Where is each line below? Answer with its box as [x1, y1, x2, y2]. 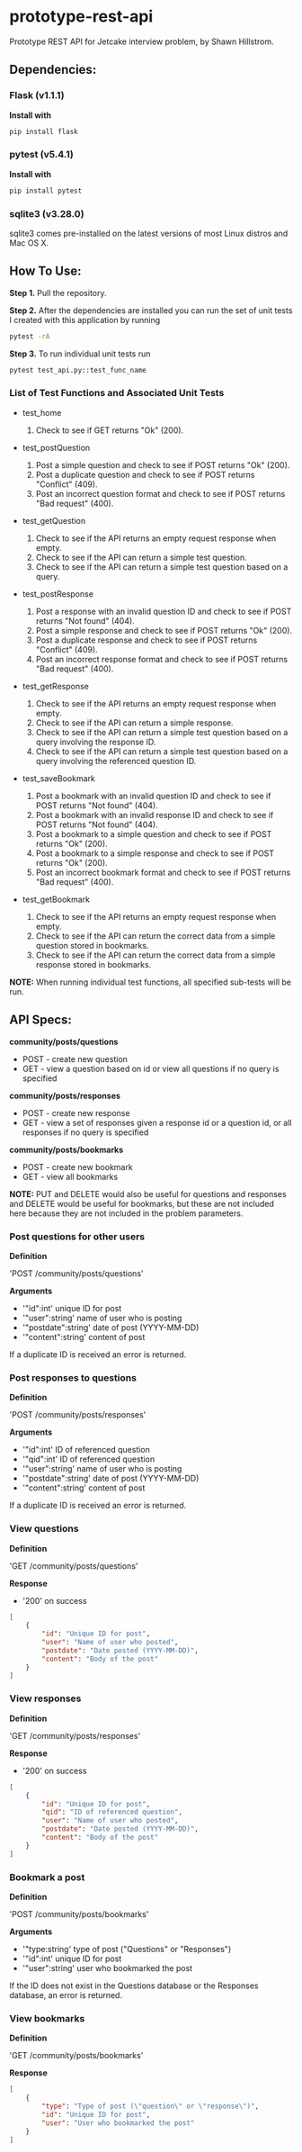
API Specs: [9, 1013, 72, 1028]
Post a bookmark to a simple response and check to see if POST [35, 848, 275, 859]
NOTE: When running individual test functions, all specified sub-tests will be [9, 977, 292, 987]
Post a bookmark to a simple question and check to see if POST [35, 828, 272, 839]
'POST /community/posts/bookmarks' [9, 1909, 149, 1919]
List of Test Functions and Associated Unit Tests [9, 387, 225, 400]
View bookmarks [9, 2012, 85, 2024]
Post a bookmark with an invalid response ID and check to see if [35, 809, 274, 820]
